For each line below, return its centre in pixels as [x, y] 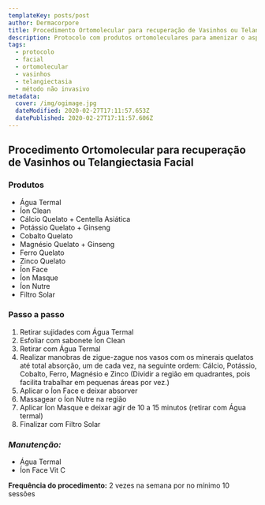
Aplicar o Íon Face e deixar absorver [78, 391]
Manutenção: [35, 444]
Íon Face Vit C [42, 470]
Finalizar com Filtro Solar [60, 424]
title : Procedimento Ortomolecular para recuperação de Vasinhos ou [123, 30]
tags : [17, 45]
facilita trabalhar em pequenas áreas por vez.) [94, 382]
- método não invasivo [52, 89]
